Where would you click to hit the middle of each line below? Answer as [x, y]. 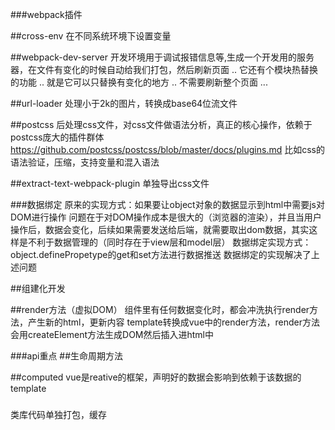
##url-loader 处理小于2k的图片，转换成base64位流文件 [124, 103]
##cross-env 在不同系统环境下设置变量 [91, 36]
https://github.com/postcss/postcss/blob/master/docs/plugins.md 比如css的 [167, 149]
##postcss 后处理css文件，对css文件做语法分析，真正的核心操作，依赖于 [161, 124]
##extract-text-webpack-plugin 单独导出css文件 [110, 183]
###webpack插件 [46, 14]
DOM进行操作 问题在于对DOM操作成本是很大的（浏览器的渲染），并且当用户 [166, 217]
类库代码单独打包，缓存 [58, 414]
